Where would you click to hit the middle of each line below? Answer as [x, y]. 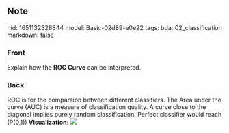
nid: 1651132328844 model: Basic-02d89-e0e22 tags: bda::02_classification [114, 27]
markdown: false [31, 35]
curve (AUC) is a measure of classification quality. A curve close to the [107, 107]
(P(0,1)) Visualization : [38, 123]
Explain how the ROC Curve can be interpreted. [74, 68]
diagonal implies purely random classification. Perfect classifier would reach [114, 115]
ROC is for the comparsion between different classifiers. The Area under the [114, 100]
